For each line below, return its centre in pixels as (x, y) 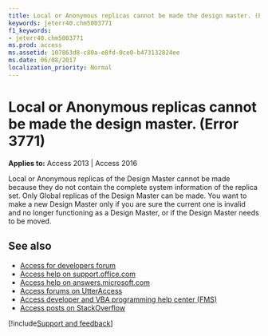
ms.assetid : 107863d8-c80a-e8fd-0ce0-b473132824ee (94, 53)
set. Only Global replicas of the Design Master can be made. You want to (128, 196)
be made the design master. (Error (124, 124)
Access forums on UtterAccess (71, 291)
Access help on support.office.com (78, 274)
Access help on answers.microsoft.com (85, 282)
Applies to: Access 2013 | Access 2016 (73, 163)
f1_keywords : (30, 30)
